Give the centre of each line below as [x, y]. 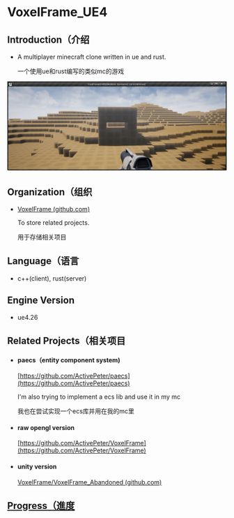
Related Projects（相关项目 [67, 341]
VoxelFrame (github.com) [54, 209]
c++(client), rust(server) [52, 278]
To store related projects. [53, 223]
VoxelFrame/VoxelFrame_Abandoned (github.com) [89, 482]
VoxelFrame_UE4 [57, 12]
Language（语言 [43, 261]
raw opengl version [46, 427]
